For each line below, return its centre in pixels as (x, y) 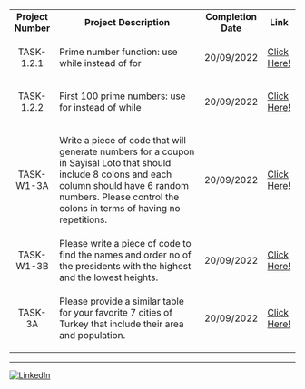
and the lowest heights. (108, 277)
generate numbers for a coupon (127, 151)
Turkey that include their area (121, 324)
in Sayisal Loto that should (115, 163)
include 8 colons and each (115, 174)
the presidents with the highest (125, 266)
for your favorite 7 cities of (116, 312)
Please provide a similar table (121, 301)
